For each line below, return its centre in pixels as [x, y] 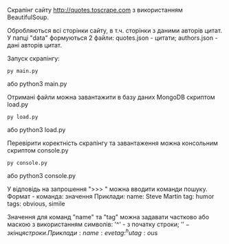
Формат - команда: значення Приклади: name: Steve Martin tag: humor [111, 196]
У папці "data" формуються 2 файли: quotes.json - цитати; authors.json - [112, 38]
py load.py [23, 117]
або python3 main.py [37, 84]
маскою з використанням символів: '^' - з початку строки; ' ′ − [99, 224]
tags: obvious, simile [36, 203]
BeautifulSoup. [28, 17]
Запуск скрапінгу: [33, 58]
